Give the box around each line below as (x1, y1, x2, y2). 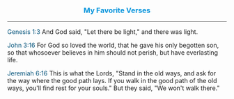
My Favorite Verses (83, 6, 151, 15)
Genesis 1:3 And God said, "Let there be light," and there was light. (7, 28, 198, 36)
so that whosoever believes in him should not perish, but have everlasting (7, 48, 218, 57)
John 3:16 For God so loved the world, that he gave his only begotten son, (7, 41, 219, 50)
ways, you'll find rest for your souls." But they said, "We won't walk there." (7, 84, 220, 92)
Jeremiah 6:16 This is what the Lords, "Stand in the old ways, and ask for (7, 69, 217, 78)
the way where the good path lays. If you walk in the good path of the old (7, 77, 217, 85)
